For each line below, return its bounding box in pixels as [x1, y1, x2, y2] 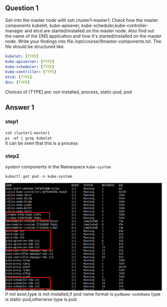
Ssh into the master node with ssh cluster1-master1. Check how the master [5, 17, 158, 23]
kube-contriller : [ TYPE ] [5, 70, 57, 75]
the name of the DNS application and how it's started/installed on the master [5, 33, 162, 39]
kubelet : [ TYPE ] [5, 54, 39, 59]
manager [5, 27, 24, 34]
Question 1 [5, 4, 39, 12]
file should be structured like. [5, 43, 65, 49]
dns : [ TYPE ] [5, 80, 30, 85]
